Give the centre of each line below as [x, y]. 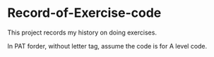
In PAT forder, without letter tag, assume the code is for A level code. [107, 46]
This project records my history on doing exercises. [82, 32]
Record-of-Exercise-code [84, 13]
